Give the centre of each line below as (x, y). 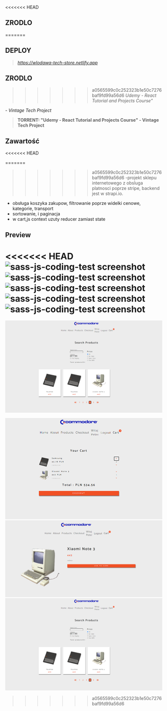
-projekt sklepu (141, 178)
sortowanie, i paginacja (36, 214)
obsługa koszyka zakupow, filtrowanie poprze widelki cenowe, (77, 203)
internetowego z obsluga (117, 183)
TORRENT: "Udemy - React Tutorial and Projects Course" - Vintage (88, 120)
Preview (18, 235)
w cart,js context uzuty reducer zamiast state (59, 219)
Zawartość (22, 141)
